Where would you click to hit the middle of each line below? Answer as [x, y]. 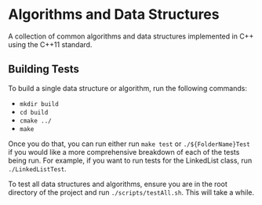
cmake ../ [36, 121]
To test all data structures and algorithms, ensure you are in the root [118, 184]
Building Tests [44, 70]
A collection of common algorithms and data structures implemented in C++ [131, 36]
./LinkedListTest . [37, 168]
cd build [34, 112]
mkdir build [39, 104]
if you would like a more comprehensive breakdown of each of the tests [124, 152]
